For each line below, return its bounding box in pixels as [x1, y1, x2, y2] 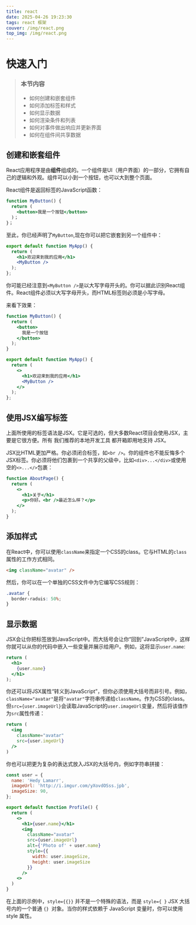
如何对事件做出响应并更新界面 [29, 124, 102, 131]
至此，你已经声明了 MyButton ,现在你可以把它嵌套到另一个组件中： [6, 231, 163, 238]
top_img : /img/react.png [6, 31, 67, 36]
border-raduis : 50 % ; [11, 596, 62, 602]
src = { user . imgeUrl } [16, 738, 65, 744]
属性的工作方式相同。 [6, 556, 58, 563]
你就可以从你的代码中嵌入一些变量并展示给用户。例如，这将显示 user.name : [6, 643, 186, 650]
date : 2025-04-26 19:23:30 [6, 14, 72, 20]
